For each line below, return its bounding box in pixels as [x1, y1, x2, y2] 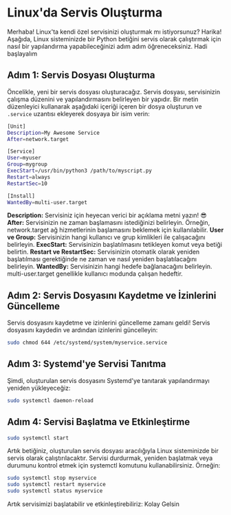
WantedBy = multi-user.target [7, 199, 88, 206]
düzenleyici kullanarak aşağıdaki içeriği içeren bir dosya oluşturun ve [7, 102, 202, 111]
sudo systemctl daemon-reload [7, 397, 94, 404]
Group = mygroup [7, 161, 48, 168]
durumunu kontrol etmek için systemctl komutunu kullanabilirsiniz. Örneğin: [7, 461, 221, 470]
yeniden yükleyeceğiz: [7, 384, 71, 392]
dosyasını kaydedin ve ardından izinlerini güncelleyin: [7, 326, 158, 334]
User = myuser [7, 155, 41, 162]
